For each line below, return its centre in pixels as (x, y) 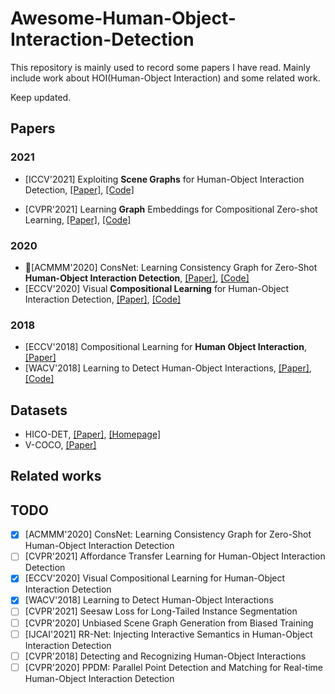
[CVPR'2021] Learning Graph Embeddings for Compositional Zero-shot (171, 209)
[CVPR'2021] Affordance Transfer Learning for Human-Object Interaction (175, 556)
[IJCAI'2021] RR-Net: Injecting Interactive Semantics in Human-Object (168, 634)
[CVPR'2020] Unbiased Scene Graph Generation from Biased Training (169, 623)
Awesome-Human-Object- (123, 18)
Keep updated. (41, 97)
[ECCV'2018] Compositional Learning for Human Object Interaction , (165, 347)
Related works (56, 476)
